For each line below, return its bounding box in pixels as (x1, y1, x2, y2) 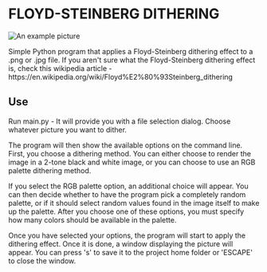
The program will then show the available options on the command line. (8, 140, 243, 150)
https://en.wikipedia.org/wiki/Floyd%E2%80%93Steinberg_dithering (8, 72, 234, 81)
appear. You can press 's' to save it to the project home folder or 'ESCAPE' (8, 247, 253, 257)
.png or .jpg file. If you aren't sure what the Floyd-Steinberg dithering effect (8, 55, 256, 65)
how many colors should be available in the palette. (8, 215, 177, 224)
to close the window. (8, 256, 77, 266)
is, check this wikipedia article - (8, 63, 113, 73)
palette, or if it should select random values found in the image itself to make (8, 198, 260, 207)
